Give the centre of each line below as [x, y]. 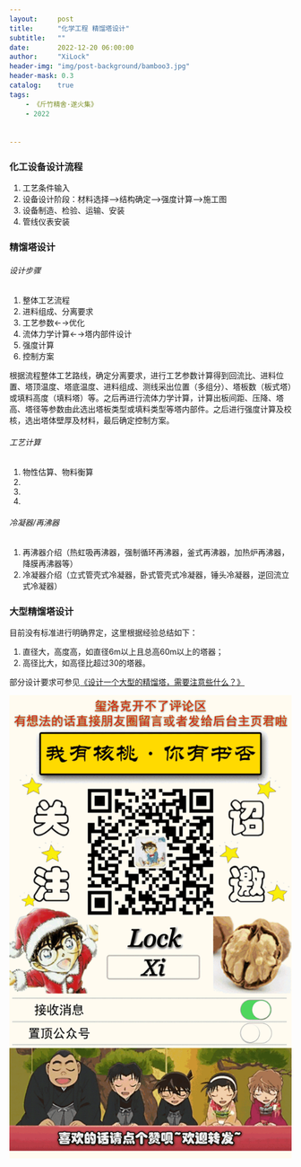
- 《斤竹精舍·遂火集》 [62, 104]
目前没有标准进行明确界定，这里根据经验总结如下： [103, 632]
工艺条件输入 [46, 188]
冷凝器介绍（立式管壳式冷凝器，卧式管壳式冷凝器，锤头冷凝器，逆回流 [152, 574]
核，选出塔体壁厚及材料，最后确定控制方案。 [92, 420]
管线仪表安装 [46, 222]
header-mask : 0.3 [42, 76]
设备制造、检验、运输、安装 [73, 210]
